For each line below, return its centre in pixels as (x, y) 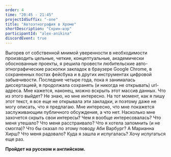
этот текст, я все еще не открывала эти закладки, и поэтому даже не (81, 101)
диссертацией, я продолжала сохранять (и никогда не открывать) (78, 85)
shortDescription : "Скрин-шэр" (39, 29)
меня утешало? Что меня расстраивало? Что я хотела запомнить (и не (83, 123)
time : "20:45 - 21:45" (29, 15)
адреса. (14, 90)
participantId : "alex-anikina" (39, 34)
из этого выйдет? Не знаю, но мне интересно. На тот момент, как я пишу (85, 96)
